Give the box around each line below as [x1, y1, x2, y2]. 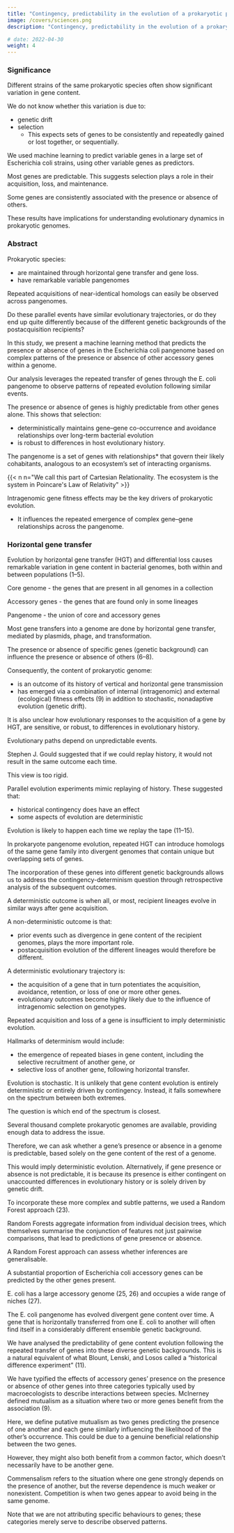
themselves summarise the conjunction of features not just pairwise [7, 1227, 202, 1235]
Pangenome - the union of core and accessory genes [7, 611, 161, 620]
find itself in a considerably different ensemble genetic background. [7, 1325, 202, 1333]
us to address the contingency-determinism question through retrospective [7, 876, 223, 884]
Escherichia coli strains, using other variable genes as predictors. [7, 158, 195, 167]
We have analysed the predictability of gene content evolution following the [7, 1339, 224, 1347]
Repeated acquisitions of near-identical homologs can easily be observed [7, 289, 219, 297]
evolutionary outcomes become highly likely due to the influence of [17, 995, 211, 1003]
